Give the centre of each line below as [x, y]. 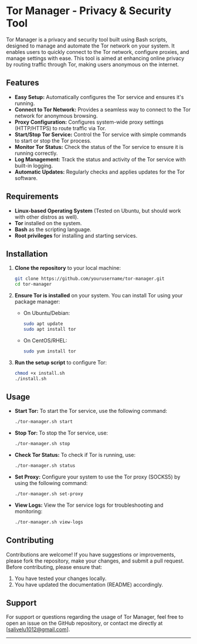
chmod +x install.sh [40, 373]
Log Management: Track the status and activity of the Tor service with [100, 159]
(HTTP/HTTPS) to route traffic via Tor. [60, 128]
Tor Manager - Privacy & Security [89, 11]
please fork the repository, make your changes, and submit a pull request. [95, 561]
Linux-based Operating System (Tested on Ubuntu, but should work [98, 211]
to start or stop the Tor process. [53, 140]
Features [23, 83]
